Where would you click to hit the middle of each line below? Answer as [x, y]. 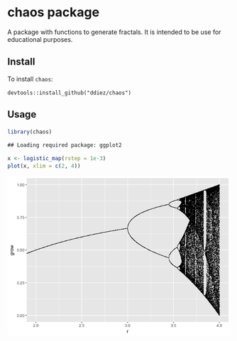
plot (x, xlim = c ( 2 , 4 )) [44, 166]
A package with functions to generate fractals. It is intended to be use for [114, 32]
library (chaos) [30, 132]
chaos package [54, 12]
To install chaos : [30, 79]
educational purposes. [40, 39]
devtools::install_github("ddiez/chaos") [70, 93]
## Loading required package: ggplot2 [65, 145]
